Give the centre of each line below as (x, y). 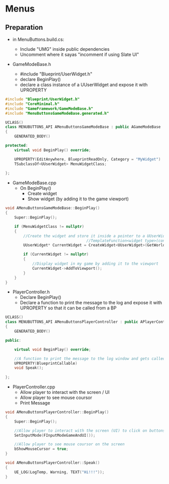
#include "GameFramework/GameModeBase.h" (49, 109)
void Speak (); (29, 368)
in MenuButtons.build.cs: (38, 39)
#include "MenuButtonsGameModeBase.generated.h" (57, 113)
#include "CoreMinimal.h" (32, 104)
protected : (17, 145)
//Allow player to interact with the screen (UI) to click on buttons (90, 431)
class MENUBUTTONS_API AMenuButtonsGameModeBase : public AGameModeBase (83, 127)
